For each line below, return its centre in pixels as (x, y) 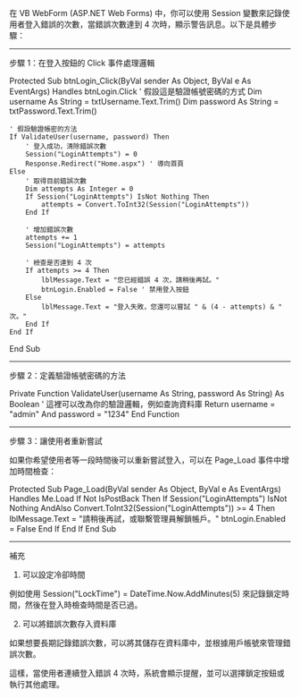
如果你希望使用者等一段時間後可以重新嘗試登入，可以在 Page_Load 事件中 (146, 460)
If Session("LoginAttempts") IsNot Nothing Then (117, 197)
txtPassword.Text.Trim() (53, 111)
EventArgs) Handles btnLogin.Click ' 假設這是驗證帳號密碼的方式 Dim (136, 91)
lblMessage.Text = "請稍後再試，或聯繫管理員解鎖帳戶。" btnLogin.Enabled (147, 519)
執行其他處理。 (37, 684)
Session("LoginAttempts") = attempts (96, 245)
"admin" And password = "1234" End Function (95, 414)
